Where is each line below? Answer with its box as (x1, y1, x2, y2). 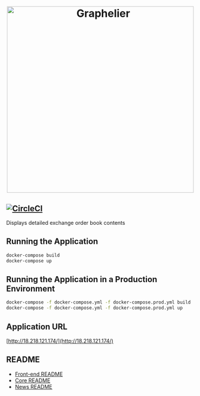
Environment (6, 283, 56, 293)
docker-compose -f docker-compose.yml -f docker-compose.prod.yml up (6, 305, 183, 311)
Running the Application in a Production (6, 274, 158, 284)
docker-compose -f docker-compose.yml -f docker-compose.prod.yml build (6, 299, 191, 305)
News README (14, 383, 53, 390)
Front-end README (14, 370, 63, 378)
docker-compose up (6, 258, 52, 264)
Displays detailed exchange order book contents (6, 219, 125, 226)
